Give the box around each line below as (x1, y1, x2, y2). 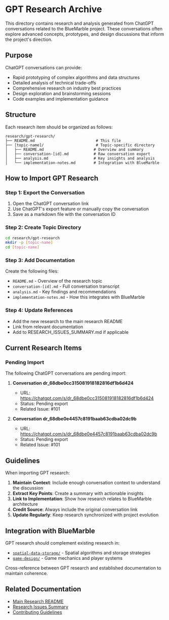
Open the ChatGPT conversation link (12, 201, 89, 207)
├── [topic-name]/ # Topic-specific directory (5, 143, 155, 148)
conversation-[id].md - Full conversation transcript (12, 283, 120, 289)
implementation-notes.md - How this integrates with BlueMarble (12, 294, 145, 300)
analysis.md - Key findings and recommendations (12, 289, 116, 295)
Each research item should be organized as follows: (5, 124, 113, 130)
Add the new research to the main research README (12, 318, 123, 324)
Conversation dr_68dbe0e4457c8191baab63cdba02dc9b (12, 416, 137, 422)
